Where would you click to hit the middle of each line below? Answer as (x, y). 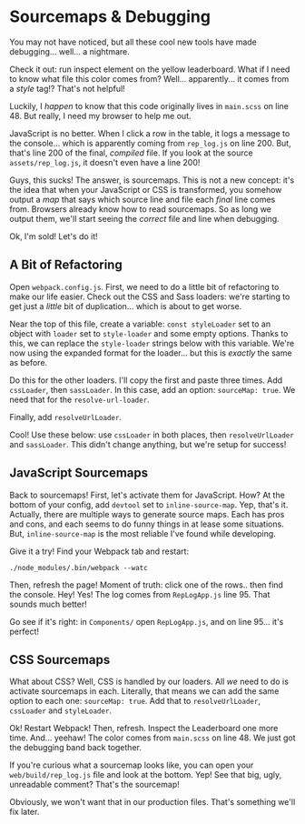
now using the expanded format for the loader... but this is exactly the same (151, 353)
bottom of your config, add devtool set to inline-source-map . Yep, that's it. (149, 504)
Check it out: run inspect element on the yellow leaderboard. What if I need (150, 69)
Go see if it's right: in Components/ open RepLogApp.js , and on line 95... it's (147, 621)
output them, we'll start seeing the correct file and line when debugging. (144, 218)
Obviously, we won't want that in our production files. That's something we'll (152, 802)
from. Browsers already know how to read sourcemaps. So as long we (141, 209)
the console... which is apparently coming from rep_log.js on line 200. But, (151, 143)
